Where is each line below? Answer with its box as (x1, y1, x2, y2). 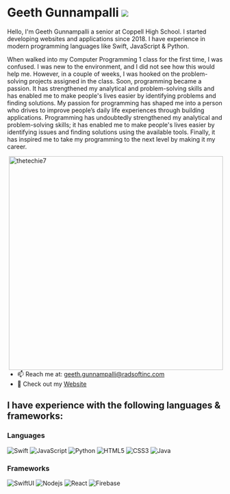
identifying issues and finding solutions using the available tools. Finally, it (7, 128, 216, 136)
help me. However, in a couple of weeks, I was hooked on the (7, 70, 180, 78)
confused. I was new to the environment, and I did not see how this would (7, 62, 216, 70)
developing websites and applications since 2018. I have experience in (7, 34, 205, 42)
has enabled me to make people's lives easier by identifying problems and (7, 91, 217, 100)
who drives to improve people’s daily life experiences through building (7, 106, 205, 114)
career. (7, 142, 27, 151)
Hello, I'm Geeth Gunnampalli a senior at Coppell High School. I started (7, 27, 207, 36)
